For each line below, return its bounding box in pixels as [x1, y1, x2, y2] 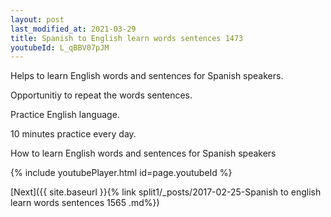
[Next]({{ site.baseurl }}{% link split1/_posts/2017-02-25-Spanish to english [10, 186, 322, 198]
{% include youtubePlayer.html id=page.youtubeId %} [10, 167, 233, 179]
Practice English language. [10, 109, 120, 121]
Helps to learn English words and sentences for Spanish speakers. [10, 70, 284, 82]
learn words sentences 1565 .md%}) [10, 197, 160, 209]
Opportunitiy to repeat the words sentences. [10, 89, 193, 101]
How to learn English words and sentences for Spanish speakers [10, 147, 277, 160]
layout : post [10, 14, 65, 25]
